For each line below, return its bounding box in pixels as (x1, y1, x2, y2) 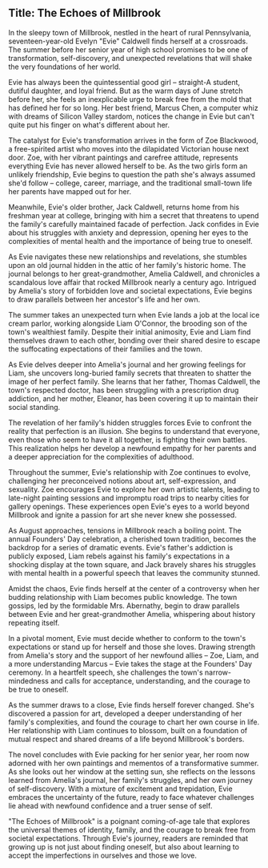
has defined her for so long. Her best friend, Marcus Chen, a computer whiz (8, 103, 258, 112)
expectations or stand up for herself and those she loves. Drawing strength (8, 642, 256, 651)
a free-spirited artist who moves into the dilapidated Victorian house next (8, 144, 250, 153)
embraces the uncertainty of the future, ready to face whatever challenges (8, 792, 254, 801)
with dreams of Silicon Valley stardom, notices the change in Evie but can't (8, 112, 254, 121)
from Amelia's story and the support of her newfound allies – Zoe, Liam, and (8, 650, 259, 660)
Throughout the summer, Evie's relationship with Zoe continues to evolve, (8, 467, 251, 477)
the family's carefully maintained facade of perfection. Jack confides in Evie (8, 219, 260, 229)
